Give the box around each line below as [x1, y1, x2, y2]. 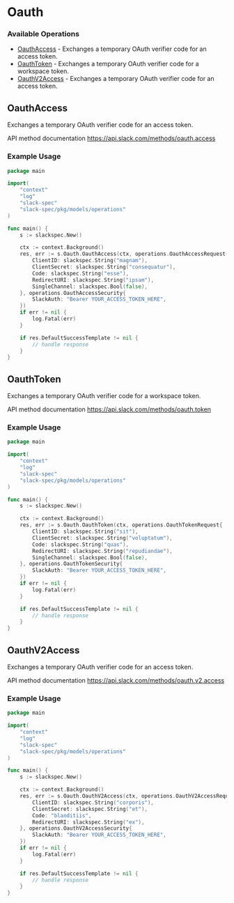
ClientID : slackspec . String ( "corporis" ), [32, 799, 155, 806]
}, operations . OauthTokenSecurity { [19, 561, 123, 568]
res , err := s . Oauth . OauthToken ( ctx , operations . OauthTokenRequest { [19, 522, 223, 529]
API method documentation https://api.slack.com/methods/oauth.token [7, 405, 211, 413]
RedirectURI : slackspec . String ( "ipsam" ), [32, 276, 155, 283]
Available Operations [7, 29, 80, 39]
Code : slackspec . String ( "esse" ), [32, 270, 130, 277]
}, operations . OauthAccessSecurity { [19, 289, 127, 296]
